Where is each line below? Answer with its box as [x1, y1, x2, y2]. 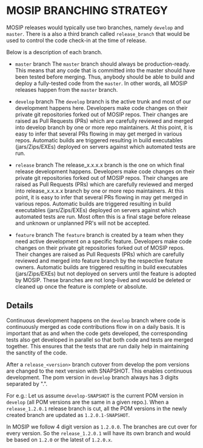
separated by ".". [6, 380, 48, 387]
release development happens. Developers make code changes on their [15, 168, 195, 175]
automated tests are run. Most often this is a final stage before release [15, 213, 191, 220]
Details [6, 300, 33, 311]
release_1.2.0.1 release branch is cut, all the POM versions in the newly [6, 405, 187, 412]
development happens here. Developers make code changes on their [15, 104, 188, 111]
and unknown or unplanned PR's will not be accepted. [15, 219, 150, 227]
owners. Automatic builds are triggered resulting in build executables [15, 263, 187, 271]
